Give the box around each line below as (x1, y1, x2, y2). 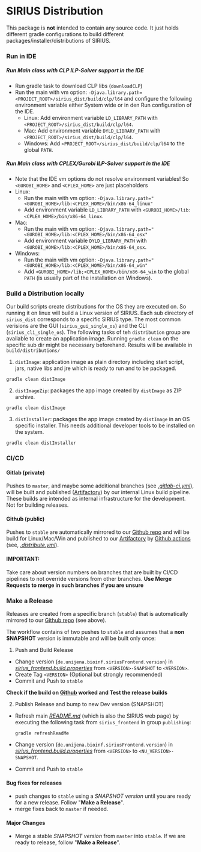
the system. (14, 428, 44, 436)
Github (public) (6, 515, 45, 522)
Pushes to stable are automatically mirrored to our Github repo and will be (6, 528, 190, 536)
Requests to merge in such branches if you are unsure (6, 581, 144, 589)
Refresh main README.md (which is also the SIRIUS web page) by (14, 712, 179, 719)
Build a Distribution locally (6, 289, 85, 298)
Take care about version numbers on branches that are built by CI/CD (6, 568, 178, 576)
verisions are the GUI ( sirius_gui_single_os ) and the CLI (6, 322, 147, 330)
